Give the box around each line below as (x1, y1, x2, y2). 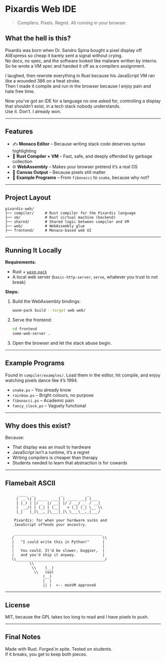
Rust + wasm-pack (12, 269, 47, 275)
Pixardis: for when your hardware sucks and (14, 518, 107, 523)
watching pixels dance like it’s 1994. (5, 377, 78, 383)
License (5, 601, 30, 609)
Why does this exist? (5, 421, 71, 430)
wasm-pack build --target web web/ (12, 308, 86, 313)
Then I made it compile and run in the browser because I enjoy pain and (5, 83, 151, 89)
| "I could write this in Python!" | (11, 539, 105, 544)
